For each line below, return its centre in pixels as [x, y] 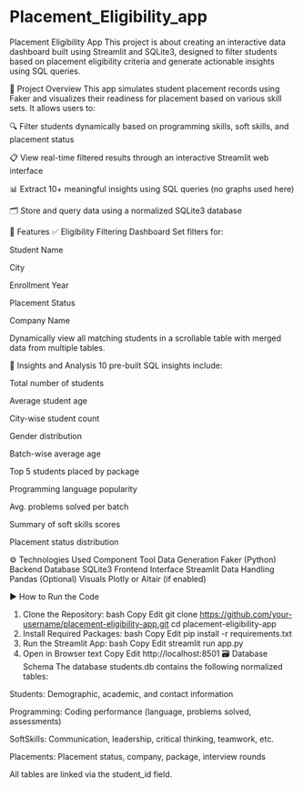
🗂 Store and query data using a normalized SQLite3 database [126, 210]
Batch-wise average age [56, 454]
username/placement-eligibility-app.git [96, 624]
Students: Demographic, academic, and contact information [121, 693]
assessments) [35, 721]
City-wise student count [55, 418]
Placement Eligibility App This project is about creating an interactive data [148, 42]
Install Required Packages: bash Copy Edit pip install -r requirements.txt [157, 633]
